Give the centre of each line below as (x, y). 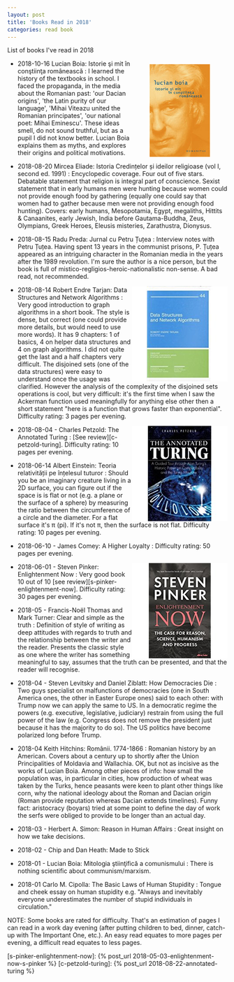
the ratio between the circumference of (74, 510)
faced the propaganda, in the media (69, 86)
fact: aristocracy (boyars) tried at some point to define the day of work (119, 808)
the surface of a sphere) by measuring (73, 503)
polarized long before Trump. (59, 735)
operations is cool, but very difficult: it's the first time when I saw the (116, 394)
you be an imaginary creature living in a (74, 481)
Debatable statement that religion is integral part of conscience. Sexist (118, 181)
